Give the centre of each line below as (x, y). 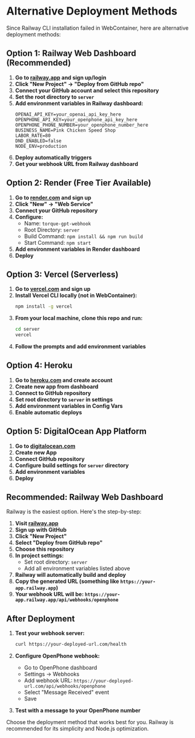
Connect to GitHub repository (53, 393)
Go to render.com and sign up (53, 198)
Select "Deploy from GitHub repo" (59, 543)
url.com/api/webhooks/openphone (65, 686)
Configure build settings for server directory (72, 465)
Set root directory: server (56, 562)
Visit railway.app (37, 524)
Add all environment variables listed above (77, 568)
